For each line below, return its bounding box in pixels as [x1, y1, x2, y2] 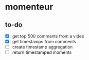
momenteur [5, 1, 53, 12]
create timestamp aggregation [12, 44, 73, 50]
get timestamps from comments [12, 39, 76, 45]
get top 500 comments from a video [12, 33, 85, 39]
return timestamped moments [12, 49, 72, 55]
